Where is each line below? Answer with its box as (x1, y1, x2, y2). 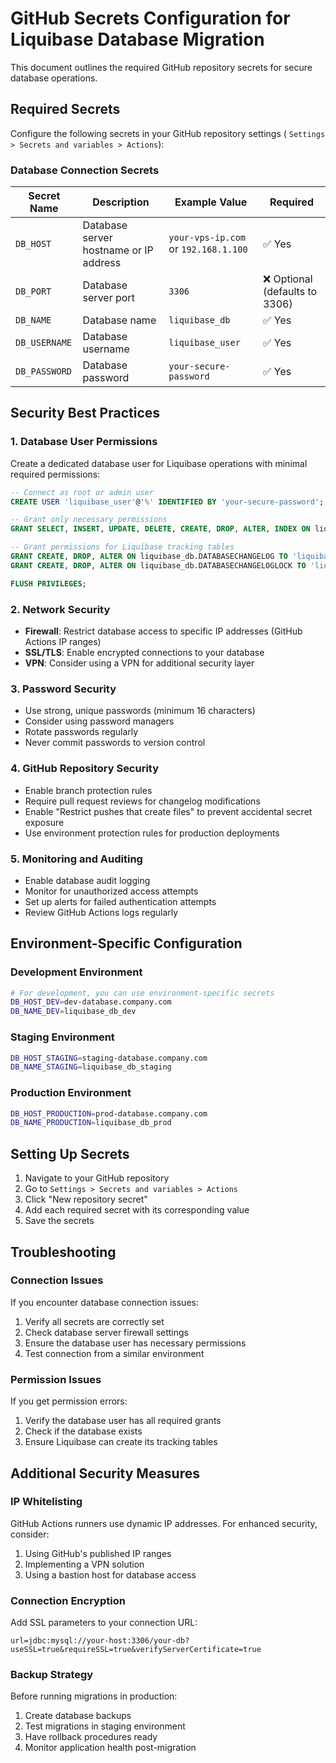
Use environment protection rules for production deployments (24, 827, 280, 839)
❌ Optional (262, 272, 313, 286)
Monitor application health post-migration (24, 1742, 197, 1754)
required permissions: (10, 468, 101, 480)
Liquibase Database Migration (10, 28, 265, 51)
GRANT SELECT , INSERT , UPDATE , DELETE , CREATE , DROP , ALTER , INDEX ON (10, 524, 311, 534)
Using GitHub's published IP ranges (24, 1547, 172, 1559)
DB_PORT (15, 286, 52, 297)
